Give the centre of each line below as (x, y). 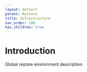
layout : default (21, 9)
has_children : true (25, 27)
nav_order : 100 (20, 23)
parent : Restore (21, 14)
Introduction (30, 51)
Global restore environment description (44, 64)
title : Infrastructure (28, 18)
